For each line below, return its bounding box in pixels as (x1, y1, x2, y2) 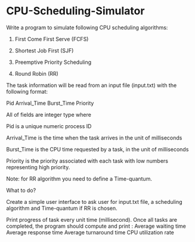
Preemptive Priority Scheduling (14, 58, 92, 66)
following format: (6, 88, 48, 95)
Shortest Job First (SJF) (14, 46, 74, 54)
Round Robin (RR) (14, 70, 58, 77)
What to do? (6, 187, 36, 194)
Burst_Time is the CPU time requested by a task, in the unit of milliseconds (6, 145, 189, 153)
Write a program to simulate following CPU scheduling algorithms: (6, 24, 168, 31)
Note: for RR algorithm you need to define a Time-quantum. (6, 175, 152, 182)
